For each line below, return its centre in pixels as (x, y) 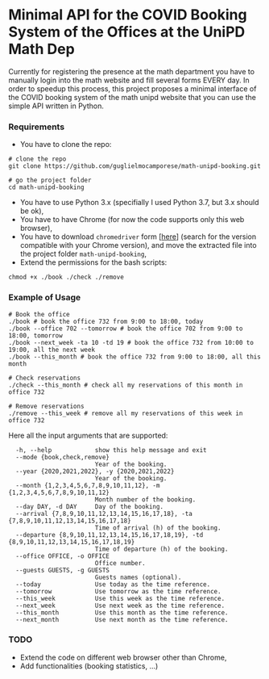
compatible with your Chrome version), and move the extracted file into (138, 245)
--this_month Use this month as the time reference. (122, 612)
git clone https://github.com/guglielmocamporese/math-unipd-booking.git (135, 166)
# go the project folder (50, 180)
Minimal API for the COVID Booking (128, 15)
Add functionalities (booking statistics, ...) (89, 666)
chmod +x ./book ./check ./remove (66, 277)
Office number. (120, 563)
